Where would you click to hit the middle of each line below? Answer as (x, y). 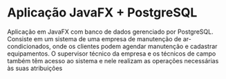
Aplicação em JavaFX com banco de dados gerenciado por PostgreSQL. (110, 32)
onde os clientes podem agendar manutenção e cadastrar (135, 46)
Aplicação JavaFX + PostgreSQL (102, 13)
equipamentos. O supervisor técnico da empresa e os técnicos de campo (112, 54)
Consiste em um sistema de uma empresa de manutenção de (94, 38)
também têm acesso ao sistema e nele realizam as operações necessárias (113, 60)
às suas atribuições (35, 68)
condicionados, (29, 46)
